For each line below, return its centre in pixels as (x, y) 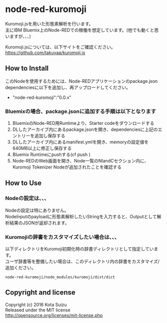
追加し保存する (50, 136)
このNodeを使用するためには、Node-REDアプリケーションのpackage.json (81, 81)
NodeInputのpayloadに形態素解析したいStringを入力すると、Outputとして (81, 216)
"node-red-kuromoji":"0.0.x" (42, 97)
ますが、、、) (20, 36)
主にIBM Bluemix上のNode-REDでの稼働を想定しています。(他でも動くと (80, 30)
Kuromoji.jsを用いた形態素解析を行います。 (49, 24)
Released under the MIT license (38, 310)
